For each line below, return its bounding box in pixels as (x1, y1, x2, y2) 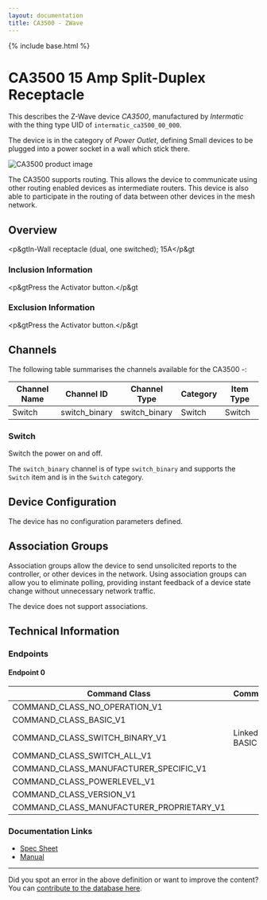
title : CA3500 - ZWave (8, 19, 83, 27)
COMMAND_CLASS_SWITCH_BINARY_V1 (12, 732, 167, 743)
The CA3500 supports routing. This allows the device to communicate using (8, 175, 258, 184)
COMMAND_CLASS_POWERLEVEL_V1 (12, 776, 156, 787)
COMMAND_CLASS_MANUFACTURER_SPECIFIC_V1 (12, 763, 207, 774)
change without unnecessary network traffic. (8, 586, 156, 595)
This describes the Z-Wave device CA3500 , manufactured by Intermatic (8, 112, 244, 122)
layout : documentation (8, 11, 83, 20)
